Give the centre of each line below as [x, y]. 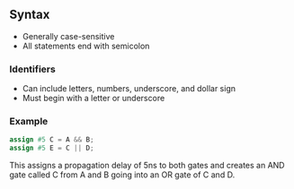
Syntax [30, 15]
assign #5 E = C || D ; [52, 148]
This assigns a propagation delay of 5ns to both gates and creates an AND [147, 166]
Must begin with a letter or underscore [94, 99]
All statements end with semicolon [86, 46]
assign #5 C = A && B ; [52, 140]
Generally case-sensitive [68, 36]
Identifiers [32, 69]
